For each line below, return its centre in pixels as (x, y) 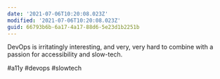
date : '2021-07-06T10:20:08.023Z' (58, 14)
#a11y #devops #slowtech (45, 68)
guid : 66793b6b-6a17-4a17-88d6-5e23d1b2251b (73, 27)
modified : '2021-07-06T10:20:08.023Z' (64, 20)
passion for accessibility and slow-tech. (65, 54)
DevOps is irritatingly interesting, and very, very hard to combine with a (110, 47)
